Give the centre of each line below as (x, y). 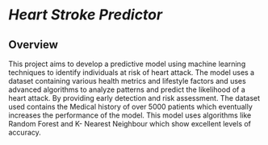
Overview (33, 45)
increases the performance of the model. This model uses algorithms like (130, 115)
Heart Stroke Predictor (86, 15)
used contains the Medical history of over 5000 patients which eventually (130, 107)
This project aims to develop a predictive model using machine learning (127, 64)
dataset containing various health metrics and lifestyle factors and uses (127, 81)
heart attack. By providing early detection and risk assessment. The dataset (134, 98)
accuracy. (25, 132)
